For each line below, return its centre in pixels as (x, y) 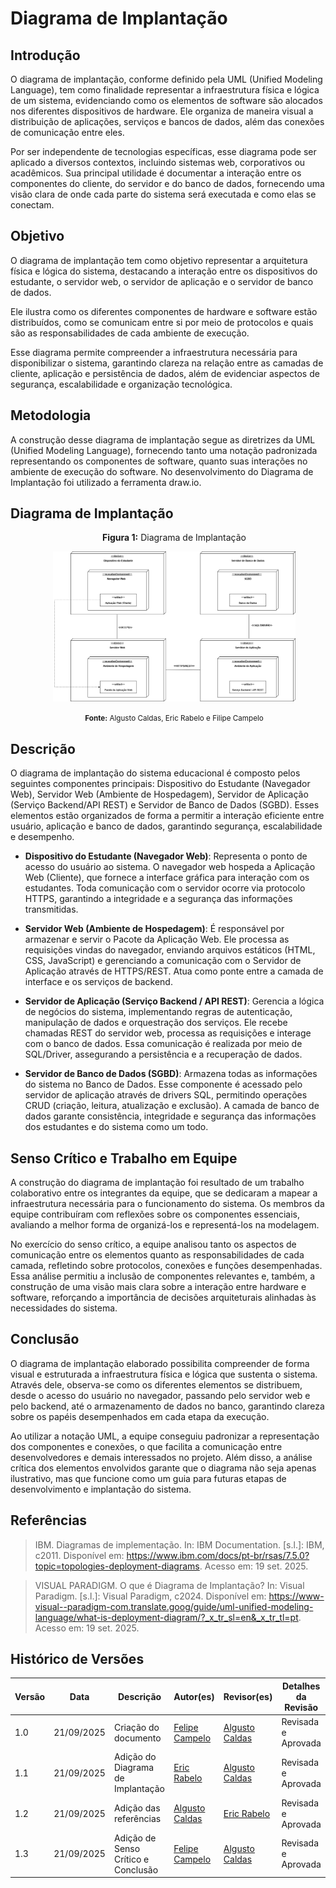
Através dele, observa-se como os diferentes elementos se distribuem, (156, 1384)
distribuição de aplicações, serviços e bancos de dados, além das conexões (167, 121)
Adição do (135, 1757)
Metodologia (51, 415)
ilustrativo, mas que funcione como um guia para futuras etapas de (148, 1478)
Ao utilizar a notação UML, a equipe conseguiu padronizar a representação (165, 1436)
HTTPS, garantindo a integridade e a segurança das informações (158, 899)
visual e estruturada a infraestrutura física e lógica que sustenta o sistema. (164, 1374)
